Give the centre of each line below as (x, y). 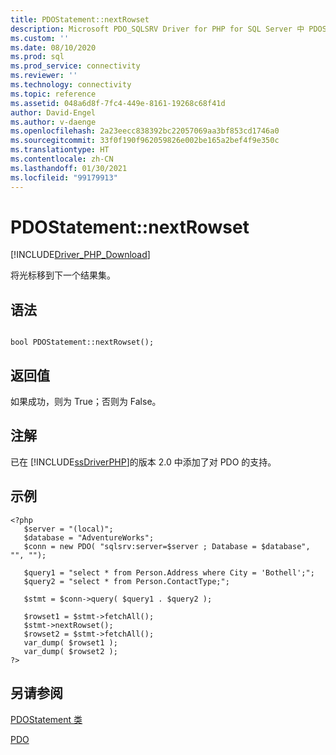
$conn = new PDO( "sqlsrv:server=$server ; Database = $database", (167, 546)
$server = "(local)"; (68, 529)
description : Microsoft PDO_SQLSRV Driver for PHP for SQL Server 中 (157, 29)
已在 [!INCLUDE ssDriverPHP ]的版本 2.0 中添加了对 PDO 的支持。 (143, 462)
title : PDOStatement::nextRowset (80, 19)
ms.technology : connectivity (71, 85)
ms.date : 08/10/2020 (53, 47)
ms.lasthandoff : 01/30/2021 (69, 168)
